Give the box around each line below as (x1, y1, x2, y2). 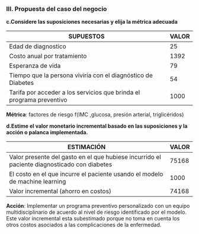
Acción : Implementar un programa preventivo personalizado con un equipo (6, 203, 190, 210)
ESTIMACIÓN (67, 143, 106, 151)
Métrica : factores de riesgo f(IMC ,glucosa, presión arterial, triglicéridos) (6, 111, 184, 118)
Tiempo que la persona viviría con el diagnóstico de (9, 71, 153, 80)
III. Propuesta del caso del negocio (6, 5, 107, 13)
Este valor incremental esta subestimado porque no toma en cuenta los (6, 215, 180, 222)
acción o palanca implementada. (6, 129, 88, 136)
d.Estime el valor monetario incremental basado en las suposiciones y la (6, 122, 188, 129)
